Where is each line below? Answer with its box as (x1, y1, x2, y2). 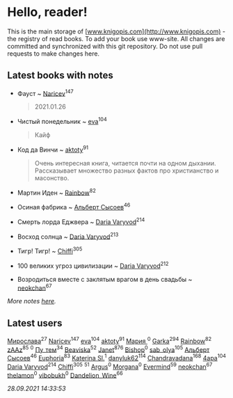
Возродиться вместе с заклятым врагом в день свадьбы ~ (17, 275, 193, 283)
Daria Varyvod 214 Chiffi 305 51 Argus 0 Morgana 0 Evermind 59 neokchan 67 (7, 361, 213, 371)
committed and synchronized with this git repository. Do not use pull (7, 42, 203, 50)
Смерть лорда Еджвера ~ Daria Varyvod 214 (17, 216, 145, 226)
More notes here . (7, 297, 57, 305)
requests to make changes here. (7, 49, 99, 58)
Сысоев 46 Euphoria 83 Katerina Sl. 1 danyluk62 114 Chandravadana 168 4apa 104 (7, 353, 227, 363)
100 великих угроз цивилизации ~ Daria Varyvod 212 (17, 260, 169, 270)
